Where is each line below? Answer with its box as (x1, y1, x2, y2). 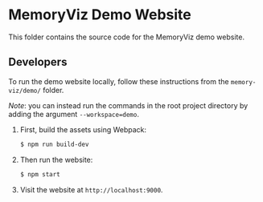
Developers (8, 55, 68, 69)
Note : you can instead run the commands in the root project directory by (8, 100, 249, 110)
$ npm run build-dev (19, 140, 89, 148)
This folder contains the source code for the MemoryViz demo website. (8, 32, 245, 42)
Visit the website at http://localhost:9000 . (19, 184, 163, 194)
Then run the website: (19, 155, 93, 164)
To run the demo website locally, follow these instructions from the (8, 76, 229, 86)
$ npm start (19, 170, 60, 178)
